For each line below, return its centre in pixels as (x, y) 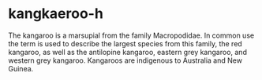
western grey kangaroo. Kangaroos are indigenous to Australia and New (125, 60)
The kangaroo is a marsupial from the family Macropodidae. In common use (131, 35)
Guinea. (21, 68)
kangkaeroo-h (56, 14)
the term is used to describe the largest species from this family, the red (125, 43)
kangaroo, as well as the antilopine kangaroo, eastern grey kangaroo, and (127, 52)
